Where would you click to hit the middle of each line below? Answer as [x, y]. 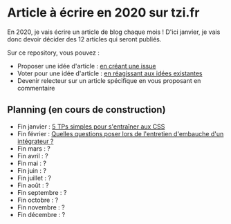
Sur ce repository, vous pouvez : [54, 53]
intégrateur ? [35, 141]
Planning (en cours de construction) [86, 110]
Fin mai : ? [32, 163]
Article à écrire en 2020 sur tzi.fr [103, 13]
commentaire [36, 88]
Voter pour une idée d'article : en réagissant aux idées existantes [110, 73]
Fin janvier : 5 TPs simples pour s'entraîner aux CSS [91, 127]
